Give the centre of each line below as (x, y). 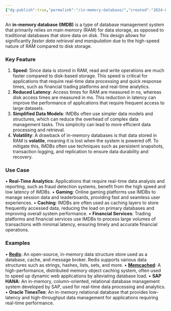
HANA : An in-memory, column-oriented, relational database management (83, 281)
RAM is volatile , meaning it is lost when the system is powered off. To (85, 140)
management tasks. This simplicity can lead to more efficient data (82, 124)
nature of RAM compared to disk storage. (49, 46)
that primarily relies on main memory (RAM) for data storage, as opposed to (84, 30)
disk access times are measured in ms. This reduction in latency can (84, 97)
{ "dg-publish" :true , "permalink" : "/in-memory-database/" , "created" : (78, 10)
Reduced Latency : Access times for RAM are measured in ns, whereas (87, 92)
